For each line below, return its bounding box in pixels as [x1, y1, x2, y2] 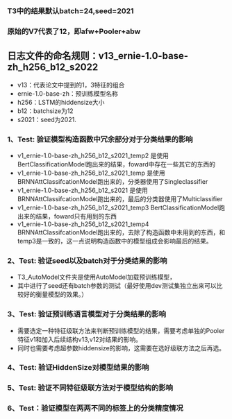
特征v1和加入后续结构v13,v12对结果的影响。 [17, 335, 142, 343]
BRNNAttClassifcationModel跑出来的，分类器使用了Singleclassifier [17, 177, 208, 185]
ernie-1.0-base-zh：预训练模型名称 [17, 89, 118, 98]
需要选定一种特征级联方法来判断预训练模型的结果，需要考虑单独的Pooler [17, 326, 225, 334]
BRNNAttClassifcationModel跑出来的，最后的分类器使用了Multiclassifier [17, 194, 223, 203]
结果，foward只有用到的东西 [35, 212, 117, 220]
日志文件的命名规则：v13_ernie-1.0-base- [7, 50, 189, 62]
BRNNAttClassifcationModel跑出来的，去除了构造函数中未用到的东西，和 [17, 228, 226, 237]
